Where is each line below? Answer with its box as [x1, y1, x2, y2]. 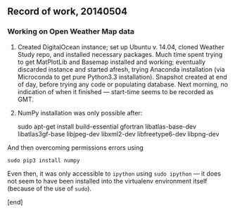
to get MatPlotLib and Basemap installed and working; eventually [17, 58, 206, 66]
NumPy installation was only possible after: [17, 108, 143, 117]
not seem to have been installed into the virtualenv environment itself [7, 176, 208, 185]
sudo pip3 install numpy [7, 157, 80, 164]
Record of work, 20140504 [7, 6, 128, 18]
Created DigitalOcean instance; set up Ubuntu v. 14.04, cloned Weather [17, 42, 224, 51]
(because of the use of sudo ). [7, 184, 92, 193]
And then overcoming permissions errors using [7, 143, 144, 152]
